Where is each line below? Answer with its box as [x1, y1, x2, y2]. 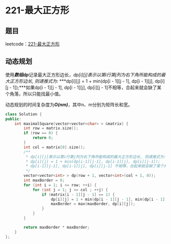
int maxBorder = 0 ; [23, 178, 65, 183]
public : [5, 116, 22, 121]
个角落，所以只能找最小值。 [5, 90, 64, 97]
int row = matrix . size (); [23, 126, 79, 131]
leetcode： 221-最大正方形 [5, 41, 60, 47]
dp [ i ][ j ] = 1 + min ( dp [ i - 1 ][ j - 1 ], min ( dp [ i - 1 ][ [50, 197, 167, 202]
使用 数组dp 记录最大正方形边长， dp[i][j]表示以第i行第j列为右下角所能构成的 [5, 72, 161, 78]
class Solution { [5, 111, 42, 117]
